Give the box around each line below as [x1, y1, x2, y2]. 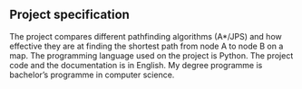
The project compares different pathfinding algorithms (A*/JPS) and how [9, 31, 283, 41]
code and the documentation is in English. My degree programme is [9, 59, 263, 70]
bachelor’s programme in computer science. [9, 69, 175, 80]
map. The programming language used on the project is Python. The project [9, 49, 294, 61]
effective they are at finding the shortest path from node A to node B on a [9, 40, 284, 51]
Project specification [9, 7, 130, 22]
